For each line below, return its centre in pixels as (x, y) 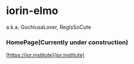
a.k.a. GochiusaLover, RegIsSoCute (48, 27)
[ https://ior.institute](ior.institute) (46, 55)
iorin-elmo (32, 11)
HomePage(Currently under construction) (67, 42)
